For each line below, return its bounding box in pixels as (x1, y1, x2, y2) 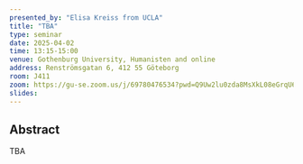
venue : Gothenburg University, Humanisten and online (9, 55, 216, 64)
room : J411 (9, 72, 50, 81)
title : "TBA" (9, 22, 59, 31)
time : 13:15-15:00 (9, 47, 78, 56)
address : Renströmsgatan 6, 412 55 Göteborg (9, 64, 179, 73)
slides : (9, 88, 39, 97)
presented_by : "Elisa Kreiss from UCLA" (9, 13, 164, 23)
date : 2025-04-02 (9, 38, 75, 48)
